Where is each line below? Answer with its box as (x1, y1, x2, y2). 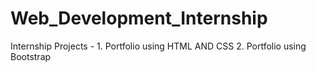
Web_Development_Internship (10, 7, 268, 30)
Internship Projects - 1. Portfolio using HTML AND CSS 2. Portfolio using (10, 40, 307, 52)
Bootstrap (10, 50, 52, 62)
